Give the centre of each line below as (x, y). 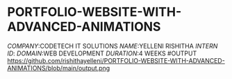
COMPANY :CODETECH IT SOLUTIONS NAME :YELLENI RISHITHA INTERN (113, 46)
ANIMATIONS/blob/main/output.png (59, 68)
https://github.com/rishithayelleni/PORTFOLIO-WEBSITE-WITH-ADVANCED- (116, 60)
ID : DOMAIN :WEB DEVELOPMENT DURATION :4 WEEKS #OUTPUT (102, 53)
